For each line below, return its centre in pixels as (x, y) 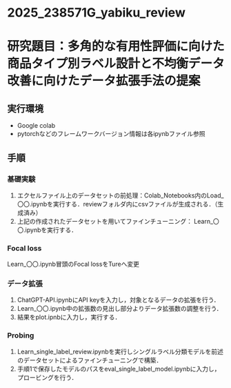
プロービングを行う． (47, 377)
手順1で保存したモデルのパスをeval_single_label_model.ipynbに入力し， (119, 369)
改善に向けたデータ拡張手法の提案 (104, 81)
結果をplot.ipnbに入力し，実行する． (69, 317)
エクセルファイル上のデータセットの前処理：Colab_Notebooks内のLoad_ (120, 195)
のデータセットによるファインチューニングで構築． (90, 360)
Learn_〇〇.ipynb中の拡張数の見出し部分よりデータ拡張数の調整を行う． (120, 309)
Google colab (36, 126)
